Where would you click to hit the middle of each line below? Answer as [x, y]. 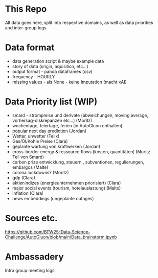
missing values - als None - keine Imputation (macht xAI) [69, 82]
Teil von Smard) [28, 157]
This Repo [26, 9]
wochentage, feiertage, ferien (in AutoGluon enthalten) [67, 125]
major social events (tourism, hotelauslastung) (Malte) [67, 188]
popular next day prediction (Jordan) [49, 131]
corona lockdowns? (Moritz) [41, 172]
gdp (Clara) [24, 178]
